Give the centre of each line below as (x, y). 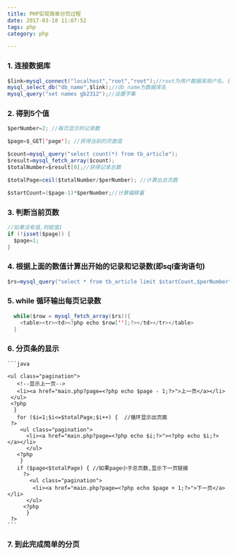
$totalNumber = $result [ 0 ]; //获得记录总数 (64, 167)
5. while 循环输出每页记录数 (54, 301)
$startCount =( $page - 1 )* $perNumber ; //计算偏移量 (76, 193)
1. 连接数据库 (29, 66)
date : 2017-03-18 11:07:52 (47, 21)
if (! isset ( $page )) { (39, 234)
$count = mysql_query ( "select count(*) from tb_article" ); (93, 154)
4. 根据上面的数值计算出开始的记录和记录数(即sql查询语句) (107, 267)
